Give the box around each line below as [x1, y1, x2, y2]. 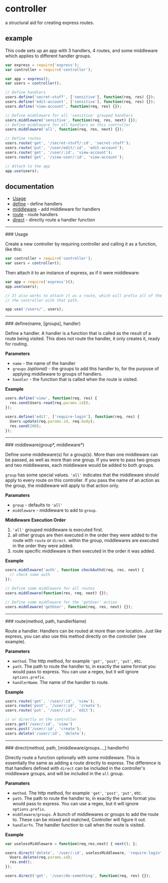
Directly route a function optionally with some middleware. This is [5, 754, 140, 760]
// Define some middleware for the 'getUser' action [5, 600, 117, 605]
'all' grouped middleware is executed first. [12, 527, 103, 533]
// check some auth [9, 572, 50, 577]
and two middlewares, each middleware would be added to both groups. [5, 462, 154, 468]
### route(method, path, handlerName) [5, 618, 86, 624]
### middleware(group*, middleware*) [5, 442, 84, 448]
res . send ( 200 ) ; [9, 423, 41, 429]
